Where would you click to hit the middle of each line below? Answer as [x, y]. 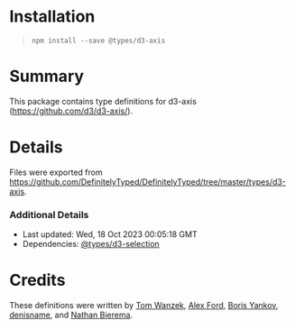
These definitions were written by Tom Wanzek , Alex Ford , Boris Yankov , [144, 306]
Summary [46, 76]
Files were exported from [56, 172]
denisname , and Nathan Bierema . [71, 315]
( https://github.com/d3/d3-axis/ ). [71, 111]
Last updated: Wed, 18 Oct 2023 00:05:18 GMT [110, 234]
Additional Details [49, 215]
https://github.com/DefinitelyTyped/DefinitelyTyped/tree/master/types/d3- [148, 181]
